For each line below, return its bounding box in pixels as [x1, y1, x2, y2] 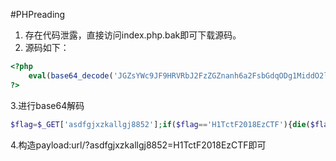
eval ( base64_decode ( [28, 70, 114, 81]
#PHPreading [10, 9, 66, 20]
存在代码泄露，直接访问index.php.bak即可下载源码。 [24, 29, 242, 41]
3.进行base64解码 [10, 99, 85, 111]
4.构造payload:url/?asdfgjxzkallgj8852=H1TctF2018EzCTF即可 [10, 139, 267, 151]
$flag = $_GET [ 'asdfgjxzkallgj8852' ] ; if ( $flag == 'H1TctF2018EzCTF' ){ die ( [10, 119, 311, 129]
